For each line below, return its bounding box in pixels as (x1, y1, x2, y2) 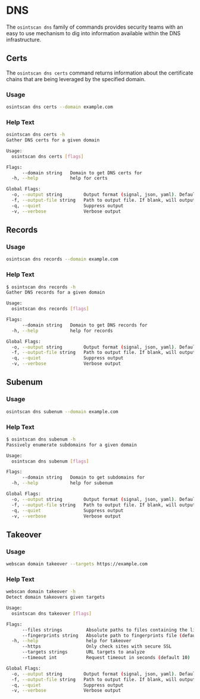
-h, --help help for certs (11, 175, 108, 181)
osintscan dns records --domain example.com (6, 256, 118, 263)
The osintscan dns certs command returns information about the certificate (6, 69, 193, 76)
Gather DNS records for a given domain (6, 290, 105, 295)
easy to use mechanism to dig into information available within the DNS (6, 29, 181, 36)
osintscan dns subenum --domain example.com (6, 408, 118, 415)
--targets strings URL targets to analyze (21, 649, 145, 655)
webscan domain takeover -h (6, 589, 76, 595)
